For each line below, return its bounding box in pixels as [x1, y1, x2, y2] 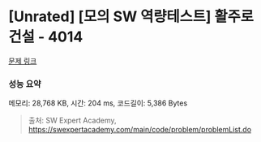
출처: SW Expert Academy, [28, 115, 117, 126]
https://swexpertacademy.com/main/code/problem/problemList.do [28, 125, 252, 135]
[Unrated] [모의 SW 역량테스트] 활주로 [8, 7, 254, 26]
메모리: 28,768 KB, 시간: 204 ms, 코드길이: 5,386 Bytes [8, 98, 188, 108]
